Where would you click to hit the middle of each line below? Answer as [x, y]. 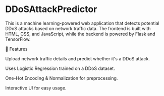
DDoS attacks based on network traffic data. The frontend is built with [78, 28]
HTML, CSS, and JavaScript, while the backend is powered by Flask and [80, 34]
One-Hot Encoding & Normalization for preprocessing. [62, 78]
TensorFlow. [18, 39]
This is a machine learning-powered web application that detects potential [83, 23]
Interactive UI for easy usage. [36, 88]
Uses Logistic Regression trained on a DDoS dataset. [60, 68]
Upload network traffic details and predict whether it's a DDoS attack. [77, 58]
